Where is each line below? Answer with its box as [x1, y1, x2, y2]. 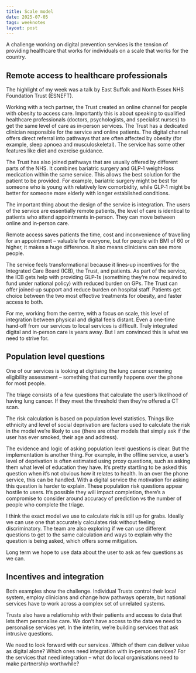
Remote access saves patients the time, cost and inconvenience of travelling [6, 231, 191, 238]
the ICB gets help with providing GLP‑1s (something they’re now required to [6, 274, 187, 281]
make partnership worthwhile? [6, 660, 80, 667]
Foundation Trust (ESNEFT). [6, 92, 74, 100]
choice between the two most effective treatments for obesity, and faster [6, 293, 183, 300]
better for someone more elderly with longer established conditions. [6, 190, 170, 197]
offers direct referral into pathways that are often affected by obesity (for [6, 135, 182, 142]
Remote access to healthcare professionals [6, 70, 168, 80]
